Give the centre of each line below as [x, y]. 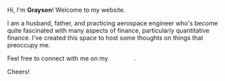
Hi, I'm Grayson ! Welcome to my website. [66, 10]
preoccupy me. [29, 45]
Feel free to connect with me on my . [72, 58]
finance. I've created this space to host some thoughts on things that [105, 38]
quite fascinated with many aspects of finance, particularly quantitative [108, 31]
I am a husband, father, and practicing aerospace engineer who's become [112, 23]
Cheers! [18, 72]
